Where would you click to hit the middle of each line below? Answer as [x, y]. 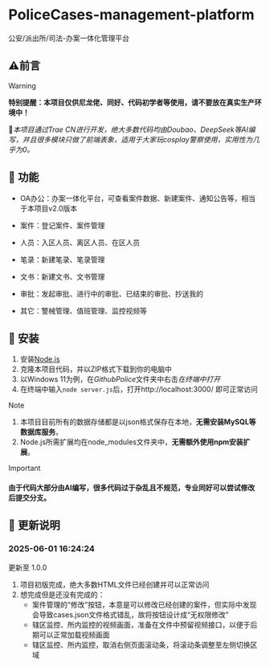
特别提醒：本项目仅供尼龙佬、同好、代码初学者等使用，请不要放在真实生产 [131, 102]
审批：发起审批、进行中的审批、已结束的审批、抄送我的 [111, 293]
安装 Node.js [40, 359]
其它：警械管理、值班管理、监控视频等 [83, 310]
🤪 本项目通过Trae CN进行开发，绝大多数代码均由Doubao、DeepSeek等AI [129, 129]
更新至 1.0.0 [28, 567]
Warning [22, 85]
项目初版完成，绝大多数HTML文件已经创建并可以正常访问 [115, 584]
